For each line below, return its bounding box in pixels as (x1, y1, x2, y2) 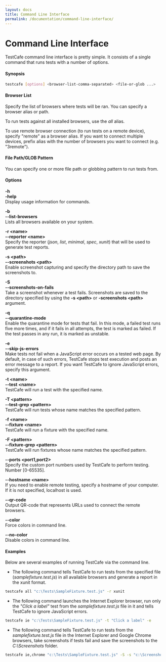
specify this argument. (5, 367, 51, 373)
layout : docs (5, 7, 32, 12)
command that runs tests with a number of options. (5, 59, 110, 65)
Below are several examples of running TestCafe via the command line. (5, 560, 150, 566)
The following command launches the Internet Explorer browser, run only (12, 598, 161, 604)
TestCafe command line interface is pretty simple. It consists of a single (5, 54, 151, 60)
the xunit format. (12, 579, 46, 585)
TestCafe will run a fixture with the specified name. (5, 427, 109, 433)
